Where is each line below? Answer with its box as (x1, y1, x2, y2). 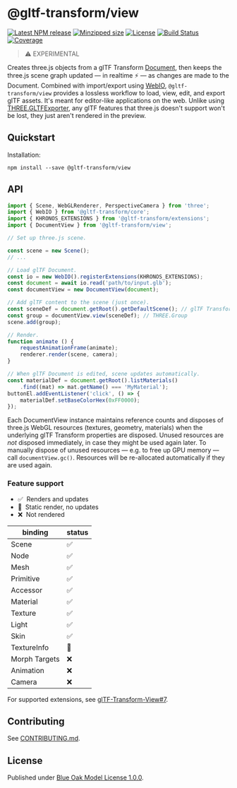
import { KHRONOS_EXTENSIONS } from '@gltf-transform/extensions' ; (7, 215, 210, 222)
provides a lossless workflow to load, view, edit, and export (53, 88, 226, 97)
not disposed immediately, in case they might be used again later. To (7, 438, 207, 447)
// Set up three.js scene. (7, 234, 87, 241)
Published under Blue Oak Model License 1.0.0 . (7, 773, 144, 782)
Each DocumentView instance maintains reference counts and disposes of (7, 416, 224, 424)
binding (22, 527, 49, 537)
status (66, 527, 89, 537)
